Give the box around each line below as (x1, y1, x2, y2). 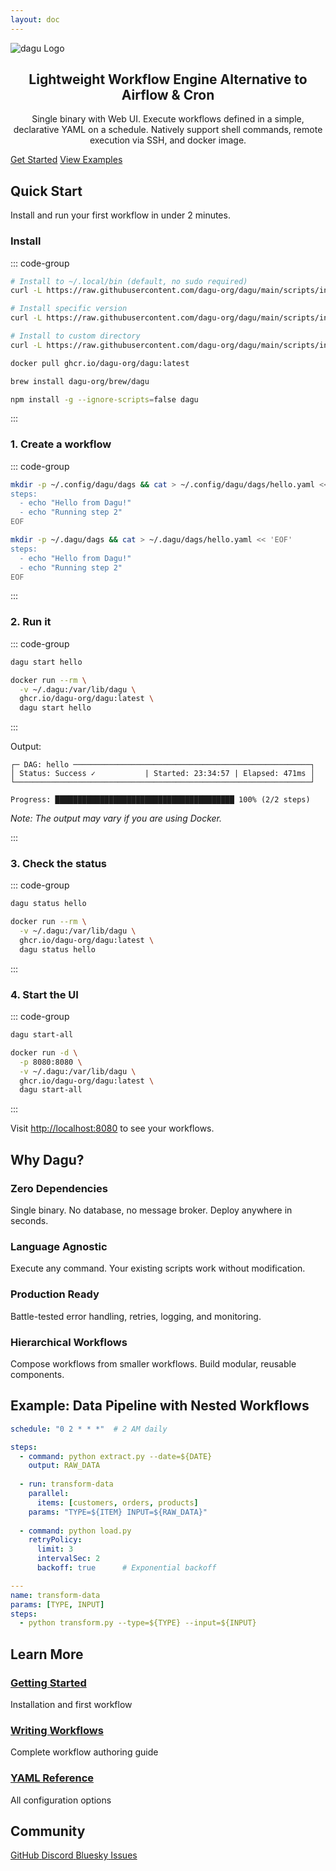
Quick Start (10, 182, 83, 200)
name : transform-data (10, 1590, 101, 1600)
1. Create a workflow (10, 437, 112, 451)
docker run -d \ (10, 1047, 78, 1058)
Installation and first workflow (10, 1698, 133, 1710)
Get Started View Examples (10, 154, 123, 166)
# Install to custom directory (10, 331, 141, 341)
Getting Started (10, 1676, 87, 1690)
